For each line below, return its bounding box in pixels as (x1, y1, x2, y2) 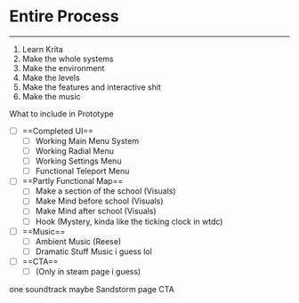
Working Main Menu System (35, 136, 140, 146)
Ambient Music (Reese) (35, 235, 122, 246)
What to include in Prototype (9, 108, 114, 119)
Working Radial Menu (35, 146, 114, 156)
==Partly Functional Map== (21, 176, 124, 187)
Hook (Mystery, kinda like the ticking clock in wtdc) (35, 216, 223, 227)
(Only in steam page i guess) (35, 266, 141, 276)
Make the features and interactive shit (21, 82, 162, 92)
